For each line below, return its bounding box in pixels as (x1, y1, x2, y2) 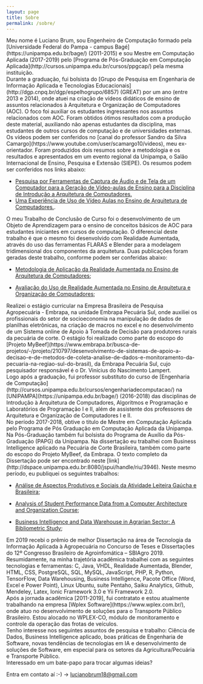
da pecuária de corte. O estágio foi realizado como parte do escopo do (6, 335, 184, 342)
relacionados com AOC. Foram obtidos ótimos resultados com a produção (6, 114, 191, 121)
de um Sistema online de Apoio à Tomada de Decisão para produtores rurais (6, 328, 197, 335)
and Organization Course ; (15, 507, 80, 514)
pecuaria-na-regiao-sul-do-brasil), (6, 360, 93, 368)
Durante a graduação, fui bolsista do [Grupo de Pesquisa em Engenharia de (6, 75, 195, 83)
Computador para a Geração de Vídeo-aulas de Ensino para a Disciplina (15, 184, 195, 191)
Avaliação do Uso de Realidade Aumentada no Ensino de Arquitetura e (15, 284, 191, 292)
